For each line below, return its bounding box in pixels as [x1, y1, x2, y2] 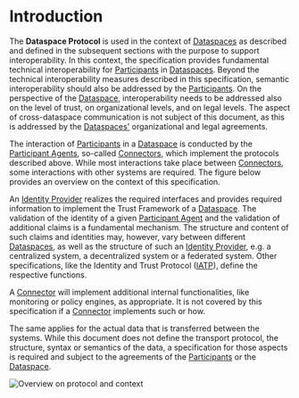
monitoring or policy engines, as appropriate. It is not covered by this [9, 296, 262, 307]
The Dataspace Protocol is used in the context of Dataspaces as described [9, 36, 287, 46]
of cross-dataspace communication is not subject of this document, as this [9, 112, 286, 122]
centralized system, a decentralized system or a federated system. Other [9, 250, 278, 261]
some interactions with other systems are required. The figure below [9, 167, 262, 178]
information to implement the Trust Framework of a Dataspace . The [9, 203, 257, 213]
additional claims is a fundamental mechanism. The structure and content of [9, 221, 289, 233]
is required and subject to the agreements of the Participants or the [9, 351, 257, 362]
